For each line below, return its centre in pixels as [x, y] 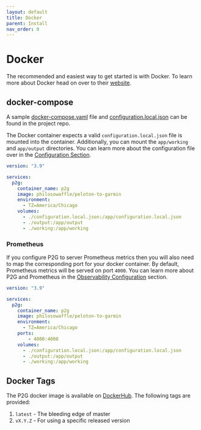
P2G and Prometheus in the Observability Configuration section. [87, 277]
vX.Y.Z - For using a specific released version [72, 421]
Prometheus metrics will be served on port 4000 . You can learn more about [100, 270]
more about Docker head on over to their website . [69, 83]
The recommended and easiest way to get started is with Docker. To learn [99, 77]
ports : [26, 334]
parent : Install [27, 23]
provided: [18, 402]
